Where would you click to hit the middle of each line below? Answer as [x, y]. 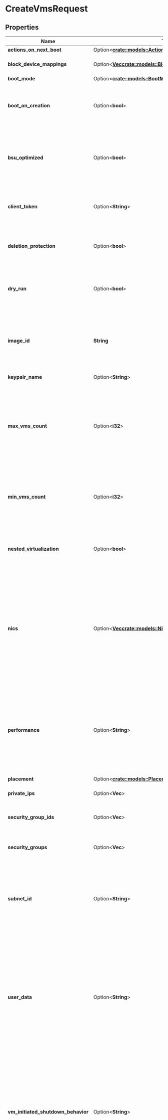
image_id [19, 341]
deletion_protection [32, 246]
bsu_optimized [25, 157]
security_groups [27, 847]
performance [24, 730]
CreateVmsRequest [46, 9]
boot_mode [21, 78]
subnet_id [20, 899]
